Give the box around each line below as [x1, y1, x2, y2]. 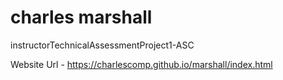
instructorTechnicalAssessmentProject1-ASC [10, 39, 195, 51]
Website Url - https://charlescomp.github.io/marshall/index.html [10, 58, 273, 70]
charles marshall [10, 6, 153, 29]
